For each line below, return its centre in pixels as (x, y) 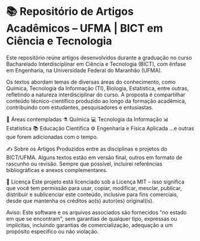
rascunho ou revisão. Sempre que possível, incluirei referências (84, 164)
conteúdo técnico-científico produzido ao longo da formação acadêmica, (96, 101)
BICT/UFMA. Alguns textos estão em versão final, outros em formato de (94, 157)
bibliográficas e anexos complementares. (57, 170)
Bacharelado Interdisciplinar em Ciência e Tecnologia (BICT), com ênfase (96, 64)
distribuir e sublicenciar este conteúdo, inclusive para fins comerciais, (92, 194)
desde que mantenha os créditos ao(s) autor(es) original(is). (80, 200)
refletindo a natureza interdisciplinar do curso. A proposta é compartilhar (96, 94)
